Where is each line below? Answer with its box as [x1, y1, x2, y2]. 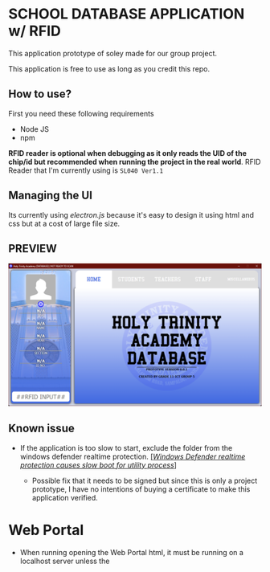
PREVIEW [8, 242, 58, 255]
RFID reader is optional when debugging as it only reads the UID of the [8, 148, 247, 157]
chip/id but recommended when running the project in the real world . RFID [8, 157, 261, 166]
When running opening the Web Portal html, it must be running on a [19, 547, 243, 557]
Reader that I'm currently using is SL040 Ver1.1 [8, 165, 163, 175]
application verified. [31, 492, 98, 502]
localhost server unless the [19, 556, 110, 566]
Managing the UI [8, 189, 92, 202]
